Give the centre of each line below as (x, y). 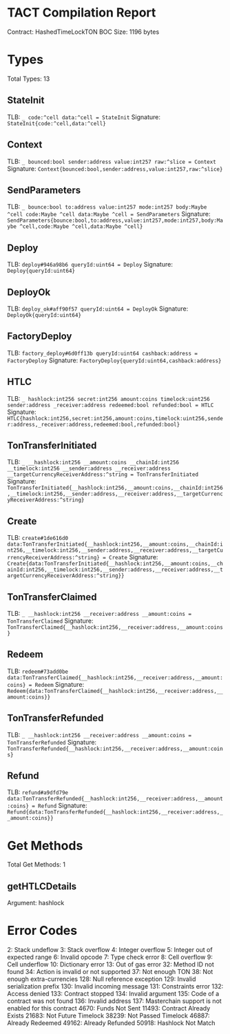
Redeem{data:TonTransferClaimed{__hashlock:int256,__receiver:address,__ (115, 691)
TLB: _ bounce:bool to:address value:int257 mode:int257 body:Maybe (107, 207)
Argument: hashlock (36, 903)
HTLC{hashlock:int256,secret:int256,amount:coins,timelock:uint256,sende (115, 418)
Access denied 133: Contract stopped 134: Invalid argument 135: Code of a (113, 994)
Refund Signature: (62, 806)
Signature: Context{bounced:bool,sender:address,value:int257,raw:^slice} (115, 168)
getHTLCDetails (42, 886)
